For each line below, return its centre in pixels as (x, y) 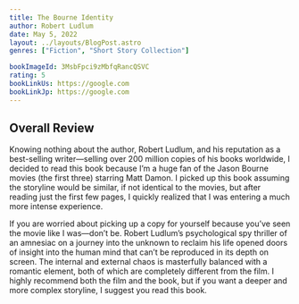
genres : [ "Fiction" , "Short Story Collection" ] (100, 51)
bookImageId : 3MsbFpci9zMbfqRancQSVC (79, 67)
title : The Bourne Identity (62, 17)
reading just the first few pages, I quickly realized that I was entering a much (149, 197)
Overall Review (52, 128)
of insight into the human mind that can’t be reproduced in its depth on (139, 252)
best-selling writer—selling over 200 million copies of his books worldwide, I (149, 159)
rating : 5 (28, 76)
